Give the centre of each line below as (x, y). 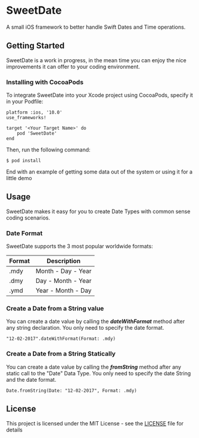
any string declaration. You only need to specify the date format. (85, 328)
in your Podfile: (25, 102)
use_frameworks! (26, 118)
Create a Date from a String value (55, 309)
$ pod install (24, 161)
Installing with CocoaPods (45, 82)
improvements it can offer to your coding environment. (73, 66)
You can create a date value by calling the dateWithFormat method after (96, 321)
